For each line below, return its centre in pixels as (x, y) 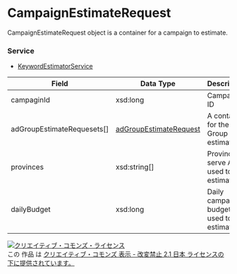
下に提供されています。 (41, 263)
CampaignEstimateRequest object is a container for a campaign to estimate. (117, 32)
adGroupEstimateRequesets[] (60, 129)
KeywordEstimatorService (55, 66)
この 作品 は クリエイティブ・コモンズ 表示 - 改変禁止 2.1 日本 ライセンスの (116, 254)
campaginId (31, 100)
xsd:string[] (135, 167)
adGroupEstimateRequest (158, 129)
